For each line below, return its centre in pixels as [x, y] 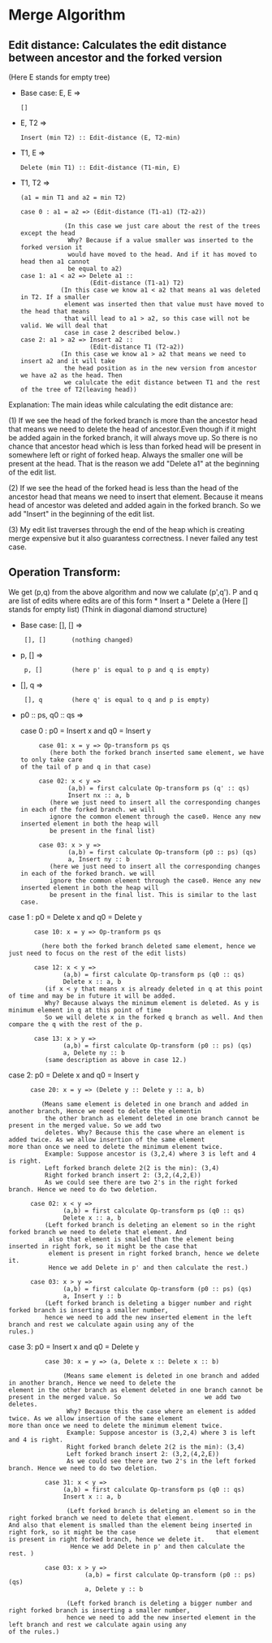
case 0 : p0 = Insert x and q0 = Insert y [86, 730]
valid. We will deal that [64, 326]
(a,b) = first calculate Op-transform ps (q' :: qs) [159, 788]
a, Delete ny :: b [94, 1053]
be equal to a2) [95, 269]
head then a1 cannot [55, 262]
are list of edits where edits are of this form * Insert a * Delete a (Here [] [128, 600]
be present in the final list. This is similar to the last [153, 895]
